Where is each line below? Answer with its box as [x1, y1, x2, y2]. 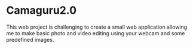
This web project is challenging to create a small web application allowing [6, 23, 188, 30]
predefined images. [6, 36, 54, 43]
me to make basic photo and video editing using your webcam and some [6, 29, 185, 36]
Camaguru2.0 [6, 4, 76, 17]
